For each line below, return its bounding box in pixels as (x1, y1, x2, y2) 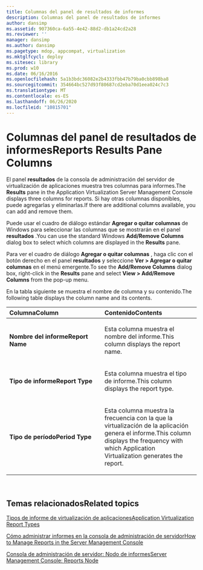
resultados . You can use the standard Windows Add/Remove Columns (6, 232, 184, 240)
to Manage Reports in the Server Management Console (6, 539, 144, 546)
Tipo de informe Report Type (9, 377, 92, 385)
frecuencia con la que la (105, 414, 173, 423)
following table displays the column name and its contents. (6, 294, 152, 302)
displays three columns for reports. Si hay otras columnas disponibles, (6, 195, 181, 202)
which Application (105, 444, 156, 453)
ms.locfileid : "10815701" (6, 104, 71, 110)
